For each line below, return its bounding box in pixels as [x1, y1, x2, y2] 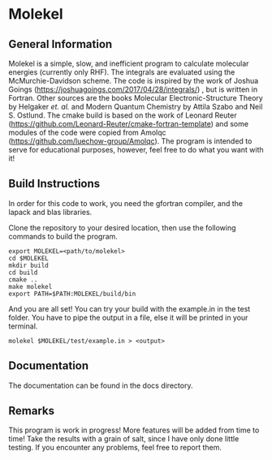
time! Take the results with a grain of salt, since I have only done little [8, 434, 240, 444]
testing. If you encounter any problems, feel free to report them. [8, 443, 222, 453]
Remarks [8, 404, 55, 418]
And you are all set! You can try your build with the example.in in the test [8, 303, 251, 313]
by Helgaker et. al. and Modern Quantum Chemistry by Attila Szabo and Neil [8, 102, 263, 111]
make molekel [8, 282, 53, 290]
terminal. [8, 321, 38, 331]
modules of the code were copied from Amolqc [8, 127, 166, 137]
